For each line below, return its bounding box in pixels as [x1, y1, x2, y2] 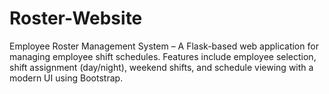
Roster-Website [9, 7, 143, 30]
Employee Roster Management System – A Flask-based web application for [9, 40, 319, 52]
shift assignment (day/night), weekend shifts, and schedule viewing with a [9, 61, 314, 73]
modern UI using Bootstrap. [9, 72, 124, 84]
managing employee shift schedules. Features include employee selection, [9, 50, 317, 62]
